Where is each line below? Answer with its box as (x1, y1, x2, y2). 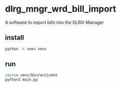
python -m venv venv (5, 46, 47, 52)
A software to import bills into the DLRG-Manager (5, 19, 104, 25)
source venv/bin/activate (5, 73, 57, 78)
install (5, 34, 24, 42)
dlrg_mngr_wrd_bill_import (5, 3, 117, 15)
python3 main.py (5, 77, 38, 82)
